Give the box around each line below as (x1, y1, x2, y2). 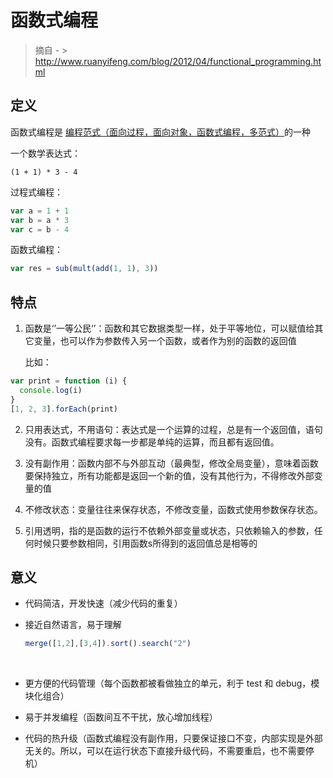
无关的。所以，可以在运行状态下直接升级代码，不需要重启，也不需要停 (24, 745, 315, 757)
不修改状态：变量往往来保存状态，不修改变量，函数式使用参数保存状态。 (24, 503, 323, 515)
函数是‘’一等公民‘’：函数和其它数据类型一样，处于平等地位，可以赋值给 (24, 322, 315, 335)
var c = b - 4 (10, 224, 70, 235)
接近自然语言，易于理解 (24, 619, 122, 631)
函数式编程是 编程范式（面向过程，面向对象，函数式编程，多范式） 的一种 (10, 126, 311, 138)
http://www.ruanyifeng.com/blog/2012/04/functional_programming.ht (34, 55, 322, 67)
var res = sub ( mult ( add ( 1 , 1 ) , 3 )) (10, 264, 159, 274)
